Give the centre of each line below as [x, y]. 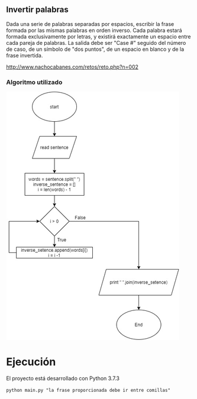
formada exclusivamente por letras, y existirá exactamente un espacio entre [98, 36]
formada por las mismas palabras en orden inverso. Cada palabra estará [94, 30]
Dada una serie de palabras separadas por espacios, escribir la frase [90, 24]
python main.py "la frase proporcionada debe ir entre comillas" [88, 390]
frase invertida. [25, 55]
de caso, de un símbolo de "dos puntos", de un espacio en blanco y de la [95, 49]
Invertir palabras [38, 10]
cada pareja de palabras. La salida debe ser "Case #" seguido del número [96, 43]
